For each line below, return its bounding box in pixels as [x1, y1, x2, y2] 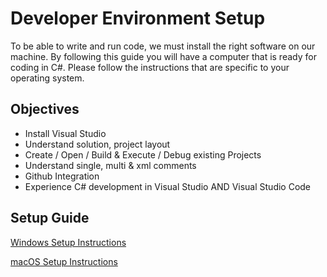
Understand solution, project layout [24, 138, 171, 150]
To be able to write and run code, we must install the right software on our [10, 40, 316, 52]
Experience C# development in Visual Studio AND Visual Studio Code [24, 180, 312, 192]
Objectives [10, 101, 80, 118]
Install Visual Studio [24, 127, 107, 139]
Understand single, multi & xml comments [24, 159, 197, 171]
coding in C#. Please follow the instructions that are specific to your [10, 61, 290, 73]
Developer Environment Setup [10, 7, 266, 30]
